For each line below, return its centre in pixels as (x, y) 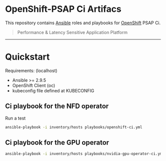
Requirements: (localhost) (31, 71)
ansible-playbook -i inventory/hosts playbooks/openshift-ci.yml (74, 127)
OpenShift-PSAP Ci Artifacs (63, 9)
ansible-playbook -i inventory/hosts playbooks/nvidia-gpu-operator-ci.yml (85, 154)
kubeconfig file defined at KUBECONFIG (53, 90)
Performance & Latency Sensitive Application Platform (72, 32)
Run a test (15, 118)
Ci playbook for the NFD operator (57, 106)
